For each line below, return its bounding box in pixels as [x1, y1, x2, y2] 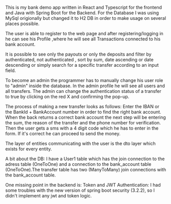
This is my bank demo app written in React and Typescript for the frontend [5, 5, 162, 10]
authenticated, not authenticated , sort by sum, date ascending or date [5, 57, 154, 63]
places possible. [5, 20, 40, 27]
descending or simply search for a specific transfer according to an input [5, 62, 159, 68]
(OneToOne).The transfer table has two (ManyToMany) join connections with [5, 167, 166, 172]
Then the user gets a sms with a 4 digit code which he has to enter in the [5, 125, 159, 131]
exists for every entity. [5, 146, 52, 152]
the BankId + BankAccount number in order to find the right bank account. [5, 109, 162, 115]
